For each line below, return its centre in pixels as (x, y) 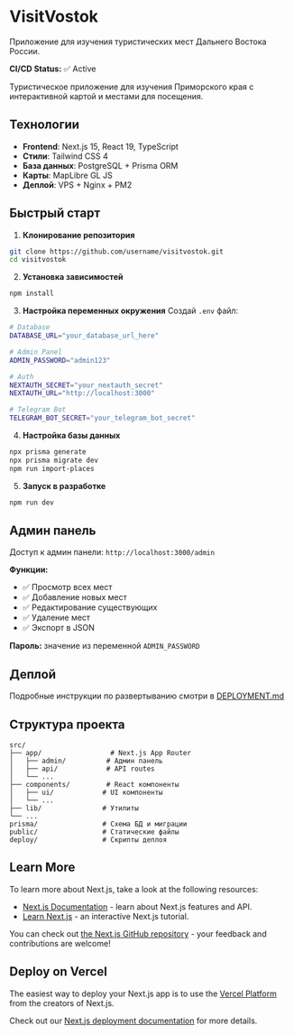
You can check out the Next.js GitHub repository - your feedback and (138, 933)
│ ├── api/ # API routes (82, 769)
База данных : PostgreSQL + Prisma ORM (100, 165)
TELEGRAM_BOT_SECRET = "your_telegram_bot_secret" (102, 418)
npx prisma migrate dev (54, 460)
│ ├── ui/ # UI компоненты (87, 792)
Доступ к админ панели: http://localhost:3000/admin (112, 552)
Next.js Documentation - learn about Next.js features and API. (137, 906)
